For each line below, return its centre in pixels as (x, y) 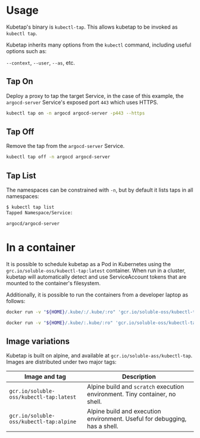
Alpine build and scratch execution (136, 387)
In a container (41, 247)
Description (139, 377)
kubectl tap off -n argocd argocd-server (58, 157)
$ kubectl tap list (30, 207)
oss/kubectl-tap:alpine (43, 422)
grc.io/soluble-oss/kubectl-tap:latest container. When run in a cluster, (96, 270)
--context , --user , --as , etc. (41, 63)
